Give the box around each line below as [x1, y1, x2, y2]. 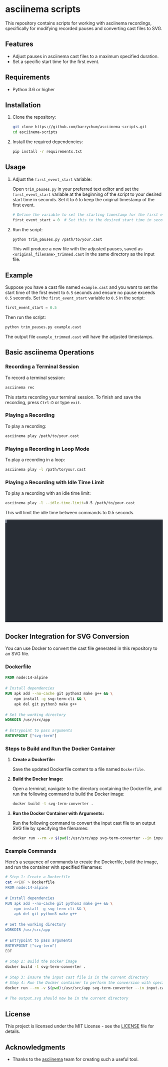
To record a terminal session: [5, 375, 65, 381]
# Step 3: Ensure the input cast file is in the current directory [5, 975, 149, 980]
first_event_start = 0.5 [5, 305, 57, 310]
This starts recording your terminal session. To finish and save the [5, 394, 141, 400]
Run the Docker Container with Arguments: [12, 810, 104, 817]
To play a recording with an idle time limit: [5, 490, 91, 496]
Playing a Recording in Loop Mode [5, 445, 89, 452]
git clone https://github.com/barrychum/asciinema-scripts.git [12, 124, 147, 130]
